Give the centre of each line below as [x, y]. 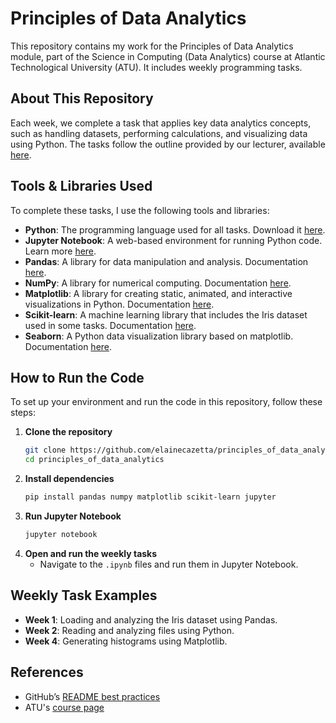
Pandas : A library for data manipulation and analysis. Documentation [166, 261]
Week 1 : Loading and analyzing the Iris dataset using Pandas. [151, 619]
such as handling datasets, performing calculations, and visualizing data [159, 133]
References [47, 672]
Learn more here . [60, 251]
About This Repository [82, 98]
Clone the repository [68, 432]
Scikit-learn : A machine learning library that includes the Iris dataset [166, 314]
